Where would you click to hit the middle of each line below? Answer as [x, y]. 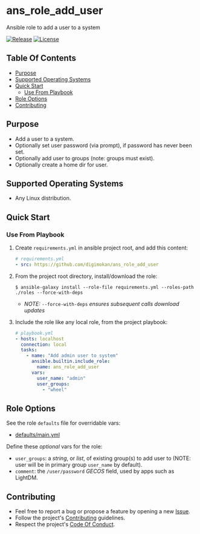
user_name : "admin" [61, 378]
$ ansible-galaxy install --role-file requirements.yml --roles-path [105, 287]
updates [34, 310]
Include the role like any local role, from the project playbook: [91, 322]
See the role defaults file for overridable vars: [63, 423]
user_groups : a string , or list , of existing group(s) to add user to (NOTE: [103, 458]
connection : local [44, 344]
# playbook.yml [34, 333]
